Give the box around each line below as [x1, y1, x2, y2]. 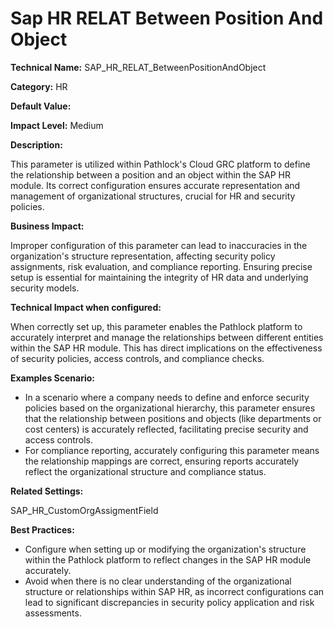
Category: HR [10, 80, 68, 92]
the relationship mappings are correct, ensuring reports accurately [24, 455, 300, 467]
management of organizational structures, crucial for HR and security [10, 190, 296, 202]
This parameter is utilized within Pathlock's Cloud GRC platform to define [10, 158, 311, 170]
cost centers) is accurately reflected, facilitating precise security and [24, 423, 309, 435]
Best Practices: [10, 523, 75, 536]
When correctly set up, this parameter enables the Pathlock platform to [10, 320, 303, 332]
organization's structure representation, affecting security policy [10, 250, 276, 262]
